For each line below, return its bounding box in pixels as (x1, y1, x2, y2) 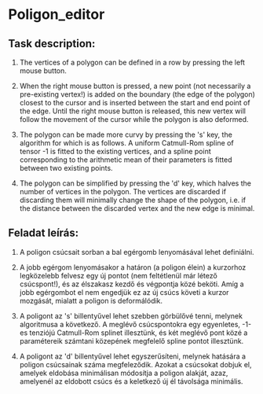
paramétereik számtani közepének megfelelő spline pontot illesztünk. (19, 336, 244, 345)
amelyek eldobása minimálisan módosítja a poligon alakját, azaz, (19, 368, 228, 377)
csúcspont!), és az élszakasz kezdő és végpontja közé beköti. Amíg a (19, 279, 244, 289)
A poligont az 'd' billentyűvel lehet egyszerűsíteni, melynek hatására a (19, 352, 246, 361)
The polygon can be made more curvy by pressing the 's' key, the (19, 130, 233, 139)
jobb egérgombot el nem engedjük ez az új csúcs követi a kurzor (19, 287, 229, 296)
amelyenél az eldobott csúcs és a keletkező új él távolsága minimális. (19, 376, 243, 386)
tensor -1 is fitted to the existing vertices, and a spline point (19, 147, 211, 156)
